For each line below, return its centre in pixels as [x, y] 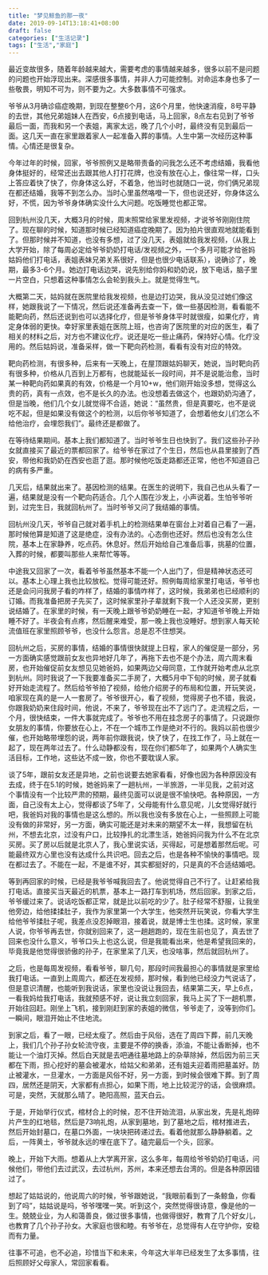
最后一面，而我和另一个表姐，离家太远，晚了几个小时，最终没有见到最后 [127, 126]
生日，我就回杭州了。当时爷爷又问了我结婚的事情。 [120, 507]
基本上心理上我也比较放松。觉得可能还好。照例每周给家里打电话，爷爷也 [141, 581]
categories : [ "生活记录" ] [49, 38]
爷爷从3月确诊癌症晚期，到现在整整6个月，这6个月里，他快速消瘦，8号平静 [132, 106]
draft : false [30, 30]
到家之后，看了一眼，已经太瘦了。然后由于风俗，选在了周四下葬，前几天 [127, 1035]
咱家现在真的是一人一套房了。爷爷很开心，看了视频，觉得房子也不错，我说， [134, 698]
